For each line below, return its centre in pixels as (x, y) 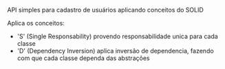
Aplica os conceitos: (36, 23)
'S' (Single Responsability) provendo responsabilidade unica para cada (117, 36)
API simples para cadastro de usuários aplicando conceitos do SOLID (106, 10)
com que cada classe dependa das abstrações (83, 58)
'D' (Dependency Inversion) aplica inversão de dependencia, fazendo (116, 51)
